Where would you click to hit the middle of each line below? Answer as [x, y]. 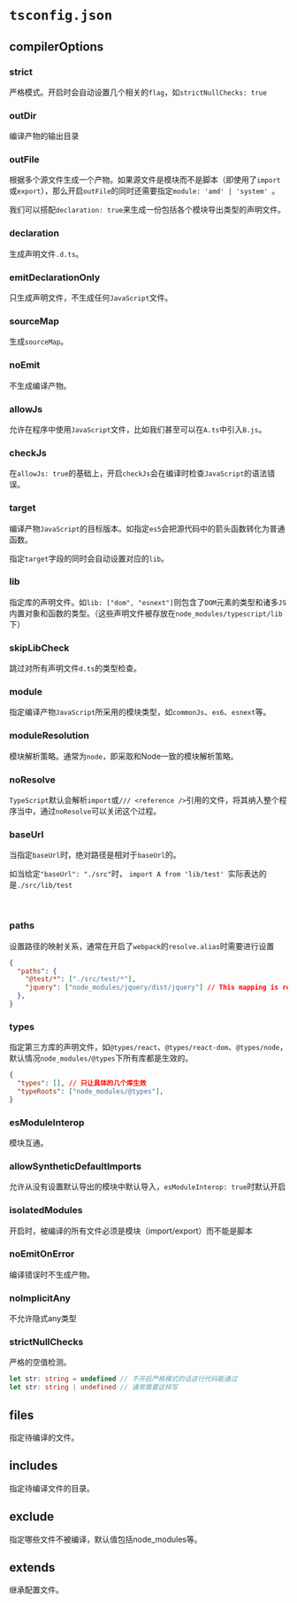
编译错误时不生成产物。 [52, 1274]
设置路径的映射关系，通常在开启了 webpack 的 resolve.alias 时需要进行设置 [142, 945]
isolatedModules [46, 1210]
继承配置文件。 [36, 1590]
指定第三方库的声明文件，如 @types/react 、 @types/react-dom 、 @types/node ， [148, 1047]
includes [34, 1466]
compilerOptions [57, 47]
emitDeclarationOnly [55, 277]
